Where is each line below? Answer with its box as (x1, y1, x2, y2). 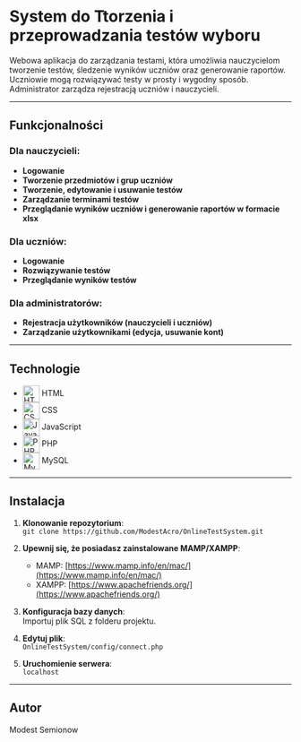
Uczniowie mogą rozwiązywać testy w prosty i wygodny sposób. (9, 73, 249, 84)
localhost (21, 668, 60, 677)
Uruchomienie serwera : (21, 658, 112, 669)
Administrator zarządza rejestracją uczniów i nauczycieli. (9, 83, 219, 94)
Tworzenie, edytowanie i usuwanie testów (21, 184, 184, 194)
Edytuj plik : (21, 633, 65, 643)
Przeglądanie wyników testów (21, 274, 137, 285)
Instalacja (9, 494, 65, 509)
